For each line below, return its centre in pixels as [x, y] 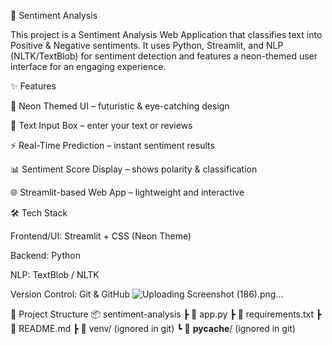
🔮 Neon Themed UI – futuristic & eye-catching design [120, 106]
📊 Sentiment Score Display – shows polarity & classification [134, 169]
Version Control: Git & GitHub [70, 294]
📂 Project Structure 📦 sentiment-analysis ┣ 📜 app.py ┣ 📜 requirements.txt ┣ [166, 314]
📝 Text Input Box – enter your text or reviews [101, 125]
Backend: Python [45, 255]
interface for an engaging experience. [88, 66]
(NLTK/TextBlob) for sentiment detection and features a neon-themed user [164, 56]
